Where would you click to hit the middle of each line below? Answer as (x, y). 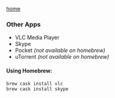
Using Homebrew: (29, 70)
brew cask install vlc (35, 83)
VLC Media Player (37, 38)
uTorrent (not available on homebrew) (62, 57)
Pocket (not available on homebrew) (60, 50)
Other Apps (23, 24)
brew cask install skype (37, 89)
